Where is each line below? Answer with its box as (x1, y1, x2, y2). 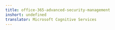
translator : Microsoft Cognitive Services (5, 17, 97, 22)
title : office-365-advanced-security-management (5, 7, 110, 13)
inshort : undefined (5, 12, 47, 17)
